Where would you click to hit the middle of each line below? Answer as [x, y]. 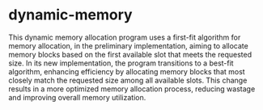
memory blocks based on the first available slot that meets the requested [130, 54]
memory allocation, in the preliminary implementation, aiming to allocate [128, 45]
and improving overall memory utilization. [77, 97]
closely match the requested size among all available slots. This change [128, 80]
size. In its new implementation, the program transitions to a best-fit [121, 63]
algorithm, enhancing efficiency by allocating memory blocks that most [127, 71]
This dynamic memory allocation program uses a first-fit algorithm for [125, 37]
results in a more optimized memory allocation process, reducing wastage [132, 89]
